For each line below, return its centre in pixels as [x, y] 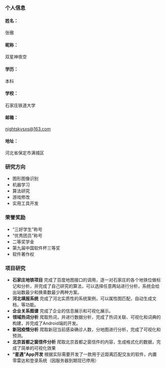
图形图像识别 [25, 179]
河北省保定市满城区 [25, 153]
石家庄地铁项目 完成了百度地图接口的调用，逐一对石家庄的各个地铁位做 [84, 280]
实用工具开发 [25, 203]
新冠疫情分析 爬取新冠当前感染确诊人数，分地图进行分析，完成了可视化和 [86, 330]
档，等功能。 [25, 305]
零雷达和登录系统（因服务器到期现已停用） [56, 361]
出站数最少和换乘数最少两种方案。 [47, 292]
